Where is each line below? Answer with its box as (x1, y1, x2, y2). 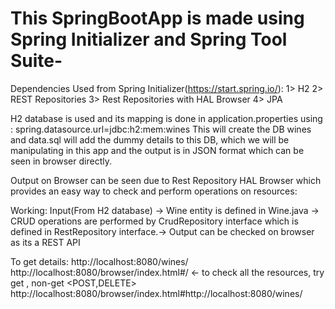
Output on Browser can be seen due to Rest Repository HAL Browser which (10, 174, 322, 186)
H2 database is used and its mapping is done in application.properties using (10, 112, 323, 124)
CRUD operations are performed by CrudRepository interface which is (10, 215, 299, 227)
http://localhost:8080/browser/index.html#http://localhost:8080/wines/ (10, 287, 303, 299)
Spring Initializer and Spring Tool (10, 28, 288, 51)
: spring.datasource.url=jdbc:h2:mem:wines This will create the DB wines (10, 123, 312, 135)
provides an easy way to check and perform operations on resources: (10, 185, 298, 197)
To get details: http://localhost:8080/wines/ (10, 255, 189, 267)
